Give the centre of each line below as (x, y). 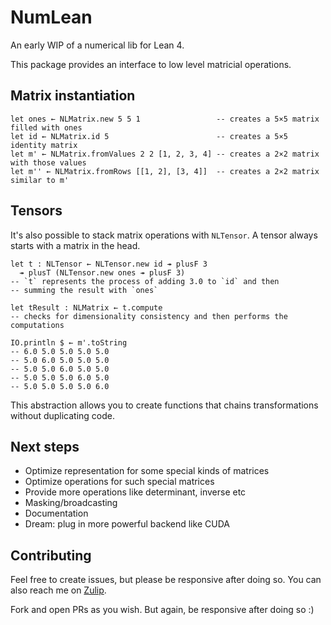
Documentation (56, 513)
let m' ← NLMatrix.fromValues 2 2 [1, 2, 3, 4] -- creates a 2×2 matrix (165, 154)
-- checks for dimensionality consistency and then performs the (149, 316)
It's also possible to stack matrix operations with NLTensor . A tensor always (164, 235)
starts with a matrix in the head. (75, 245)
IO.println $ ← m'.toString (69, 342)
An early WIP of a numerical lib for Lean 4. (97, 45)
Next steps (45, 446)
